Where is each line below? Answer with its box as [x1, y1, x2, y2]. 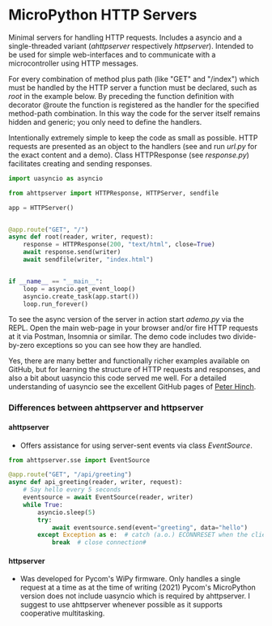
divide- [232, 332, 257, 341]
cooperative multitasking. [19, 608, 105, 618]
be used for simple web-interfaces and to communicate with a [8, 49, 216, 59]
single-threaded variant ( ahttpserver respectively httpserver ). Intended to [8, 41, 253, 50]
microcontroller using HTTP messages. [8, 58, 139, 68]
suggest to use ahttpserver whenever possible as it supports [19, 600, 223, 610]
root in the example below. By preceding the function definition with [8, 91, 235, 101]
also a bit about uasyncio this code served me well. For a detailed [8, 373, 227, 383]
